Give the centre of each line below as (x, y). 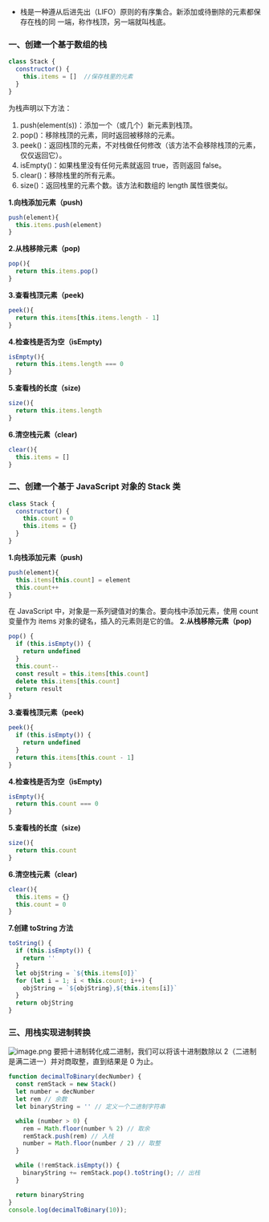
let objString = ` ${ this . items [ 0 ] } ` (77, 973)
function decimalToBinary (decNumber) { (75, 1077)
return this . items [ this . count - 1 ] (75, 757)
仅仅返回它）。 (43, 155)
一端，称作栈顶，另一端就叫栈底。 (114, 22)
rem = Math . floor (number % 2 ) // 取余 (86, 1129)
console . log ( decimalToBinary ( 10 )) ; (68, 1210)
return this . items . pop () (57, 271)
